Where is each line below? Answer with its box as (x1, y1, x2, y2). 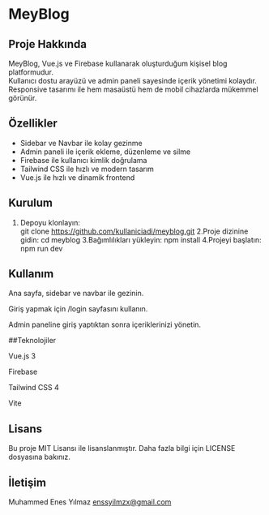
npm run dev (19, 243, 63, 253)
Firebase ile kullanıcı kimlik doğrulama (19, 155, 147, 165)
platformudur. (8, 67, 54, 77)
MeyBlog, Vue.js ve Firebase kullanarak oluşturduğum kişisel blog (8, 58, 228, 68)
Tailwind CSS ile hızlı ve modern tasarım (19, 164, 154, 174)
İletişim (8, 475, 47, 489)
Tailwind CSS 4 (8, 383, 59, 393)
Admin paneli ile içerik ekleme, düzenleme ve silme (19, 147, 191, 157)
